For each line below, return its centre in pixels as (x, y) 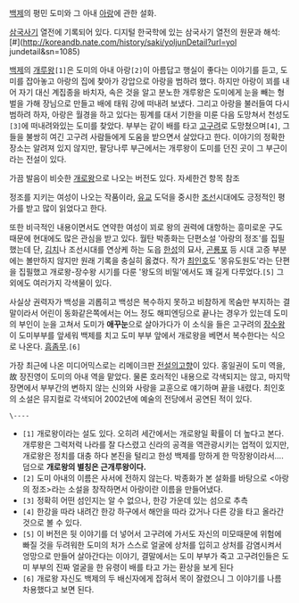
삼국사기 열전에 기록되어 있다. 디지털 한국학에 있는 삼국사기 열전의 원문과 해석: (145, 32)
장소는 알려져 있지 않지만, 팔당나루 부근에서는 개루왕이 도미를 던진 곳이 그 (137, 148)
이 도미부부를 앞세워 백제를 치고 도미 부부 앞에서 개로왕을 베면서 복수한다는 (139, 335)
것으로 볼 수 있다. (52, 523)
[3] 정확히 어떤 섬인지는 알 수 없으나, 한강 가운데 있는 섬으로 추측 (135, 500)
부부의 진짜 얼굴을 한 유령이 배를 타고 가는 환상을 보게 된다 (133, 567)
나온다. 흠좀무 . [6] (50, 347)
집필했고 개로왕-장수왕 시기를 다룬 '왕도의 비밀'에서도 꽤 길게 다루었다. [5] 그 (151, 272)
